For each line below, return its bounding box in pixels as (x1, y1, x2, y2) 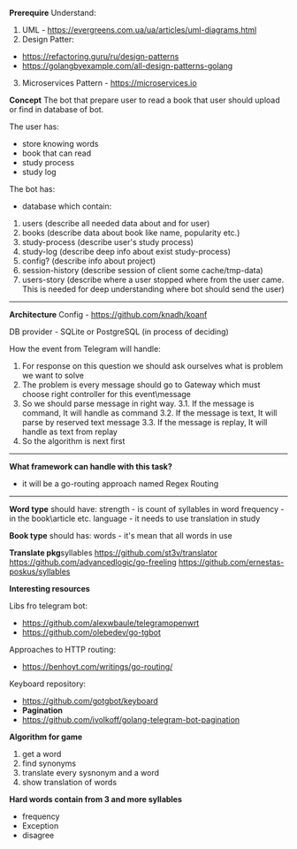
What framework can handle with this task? (9, 462, 172, 471)
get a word (21, 749, 62, 759)
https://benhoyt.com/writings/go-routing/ (21, 662, 173, 671)
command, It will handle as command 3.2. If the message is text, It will (21, 408, 278, 418)
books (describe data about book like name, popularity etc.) (21, 227, 240, 238)
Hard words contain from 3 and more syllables (9, 794, 183, 804)
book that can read (21, 148, 91, 158)
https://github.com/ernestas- (178, 557, 285, 567)
